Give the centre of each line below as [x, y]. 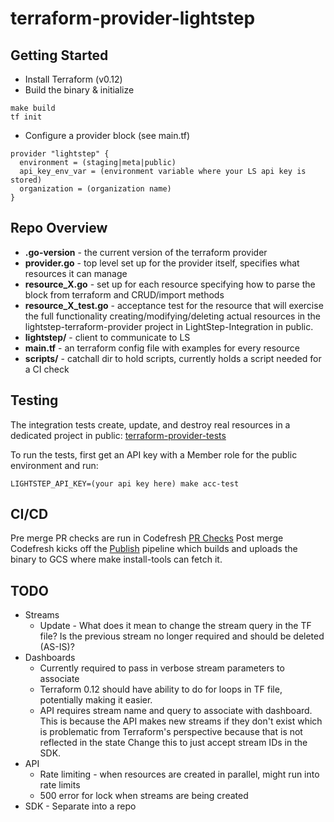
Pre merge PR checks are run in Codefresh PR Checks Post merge [147, 538]
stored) [26, 180]
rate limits [60, 785]
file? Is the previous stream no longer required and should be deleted [182, 636]
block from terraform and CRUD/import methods [124, 294]
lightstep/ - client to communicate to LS [107, 337]
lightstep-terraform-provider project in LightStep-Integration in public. [169, 326]
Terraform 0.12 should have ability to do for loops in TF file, [161, 689]
